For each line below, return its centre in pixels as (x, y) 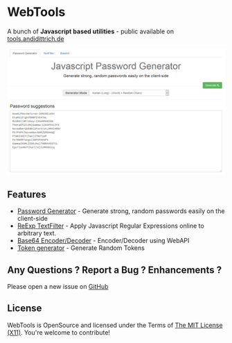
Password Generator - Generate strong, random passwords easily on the (121, 211)
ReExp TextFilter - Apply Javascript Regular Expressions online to (110, 226)
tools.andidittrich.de (36, 38)
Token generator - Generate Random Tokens (81, 248)
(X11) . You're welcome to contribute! (59, 332)
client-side (33, 219)
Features (27, 194)
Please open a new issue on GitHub (58, 286)
